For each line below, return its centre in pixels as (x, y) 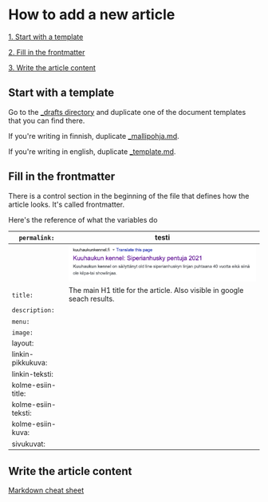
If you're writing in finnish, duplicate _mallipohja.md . (94, 136)
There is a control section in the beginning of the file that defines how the (129, 196)
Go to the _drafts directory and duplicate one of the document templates (127, 112)
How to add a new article (92, 15)
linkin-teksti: (32, 374)
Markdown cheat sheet (46, 490)
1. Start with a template (46, 37)
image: (22, 333)
